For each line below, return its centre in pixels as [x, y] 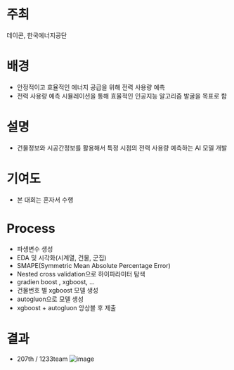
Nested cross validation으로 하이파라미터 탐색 [81, 274]
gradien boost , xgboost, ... [56, 281]
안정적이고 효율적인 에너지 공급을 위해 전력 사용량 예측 [91, 87]
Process [31, 228]
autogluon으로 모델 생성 [50, 299]
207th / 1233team [42, 359]
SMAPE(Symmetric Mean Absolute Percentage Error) [94, 265]
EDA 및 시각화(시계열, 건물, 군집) [61, 257]
